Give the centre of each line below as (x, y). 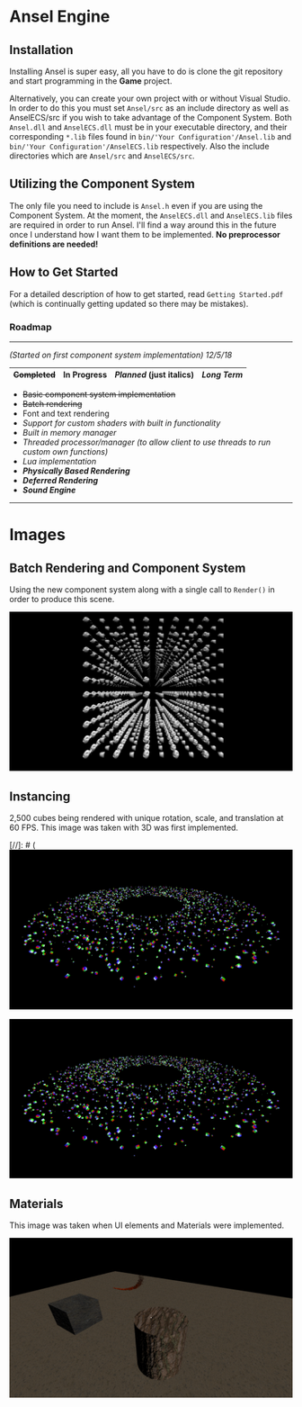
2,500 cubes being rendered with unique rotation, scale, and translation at (147, 818)
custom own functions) (65, 451)
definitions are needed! (54, 244)
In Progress (85, 374)
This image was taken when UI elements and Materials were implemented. (147, 1225)
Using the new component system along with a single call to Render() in (142, 589)
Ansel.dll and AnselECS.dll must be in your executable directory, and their (148, 127)
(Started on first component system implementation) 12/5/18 (121, 355)
